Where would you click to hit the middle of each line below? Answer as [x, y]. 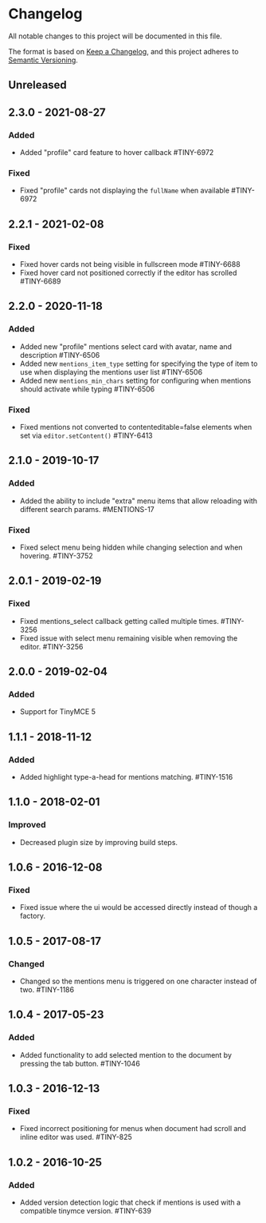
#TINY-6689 [40, 281]
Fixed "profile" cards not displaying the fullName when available [124, 191]
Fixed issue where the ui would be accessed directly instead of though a [139, 907]
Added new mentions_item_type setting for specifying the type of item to [139, 363]
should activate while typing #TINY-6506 [87, 389]
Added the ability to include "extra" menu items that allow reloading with [138, 501]
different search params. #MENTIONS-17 [87, 509]
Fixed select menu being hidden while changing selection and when [131, 547]
